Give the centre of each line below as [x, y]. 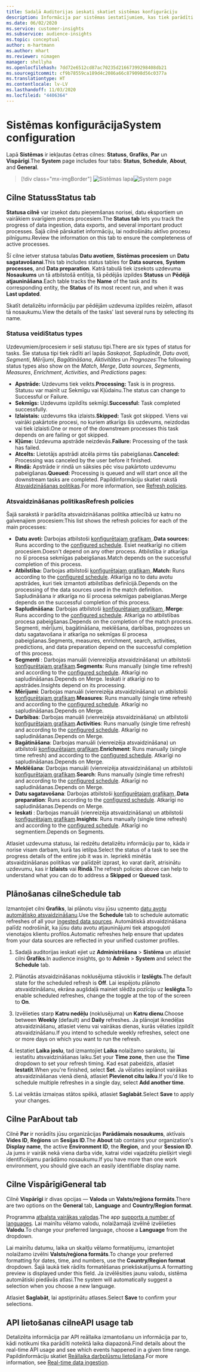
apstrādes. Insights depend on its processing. [70, 685]
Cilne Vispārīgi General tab [56, 1185]
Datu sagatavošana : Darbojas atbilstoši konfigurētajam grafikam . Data [102, 794]
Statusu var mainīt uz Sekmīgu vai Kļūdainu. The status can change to [100, 390]
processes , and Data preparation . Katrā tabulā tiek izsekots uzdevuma [94, 268]
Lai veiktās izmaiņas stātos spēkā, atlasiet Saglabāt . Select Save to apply [104, 1094]
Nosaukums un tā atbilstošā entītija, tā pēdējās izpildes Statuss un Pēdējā [98, 275]
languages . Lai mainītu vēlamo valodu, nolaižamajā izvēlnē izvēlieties [91, 1223]
